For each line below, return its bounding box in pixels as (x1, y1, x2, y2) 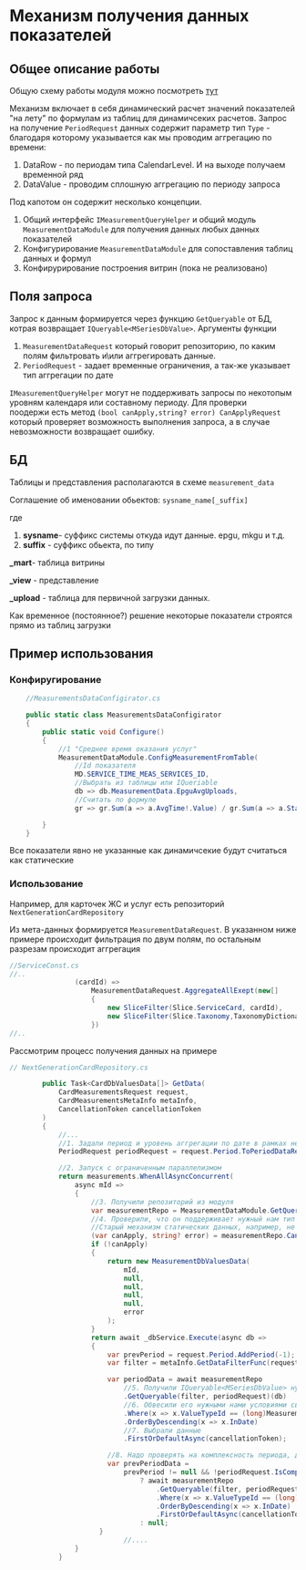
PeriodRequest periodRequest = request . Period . (57, 1147, 243, 1156)
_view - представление (9, 574, 99, 585)
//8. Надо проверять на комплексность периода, (107, 1451, 291, 1460)
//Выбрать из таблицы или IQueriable (74, 779, 219, 788)
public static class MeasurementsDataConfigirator (25, 710, 222, 720)
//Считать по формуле (74, 795, 157, 804)
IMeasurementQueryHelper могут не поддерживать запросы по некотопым (9, 387, 292, 398)
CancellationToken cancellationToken (57, 1105, 202, 1114)
